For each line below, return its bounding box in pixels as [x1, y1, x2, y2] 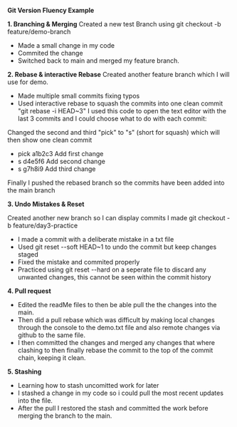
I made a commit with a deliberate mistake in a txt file [17, 235, 174, 243]
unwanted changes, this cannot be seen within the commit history [17, 273, 211, 281]
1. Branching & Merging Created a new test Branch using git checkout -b [7, 20, 222, 28]
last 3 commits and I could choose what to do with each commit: [17, 114, 207, 123]
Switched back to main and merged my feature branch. [17, 56, 180, 65]
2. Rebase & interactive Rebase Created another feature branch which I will [7, 71, 230, 78]
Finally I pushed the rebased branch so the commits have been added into [7, 178, 225, 187]
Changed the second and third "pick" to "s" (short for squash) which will [7, 128, 221, 136]
